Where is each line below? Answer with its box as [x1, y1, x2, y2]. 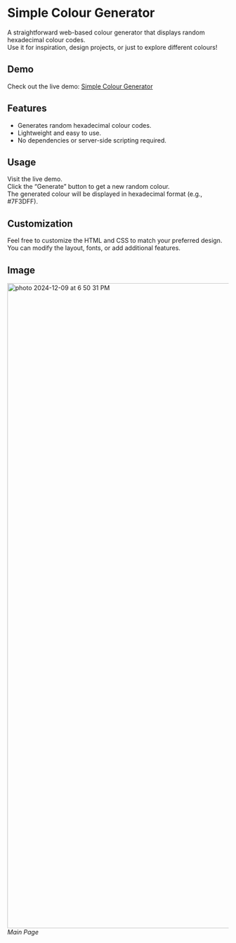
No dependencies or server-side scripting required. [17, 136, 167, 145]
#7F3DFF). [7, 197, 39, 206]
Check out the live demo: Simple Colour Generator [7, 82, 153, 91]
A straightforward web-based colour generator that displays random [7, 28, 205, 37]
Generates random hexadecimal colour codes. [17, 121, 152, 129]
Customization [7, 218, 74, 230]
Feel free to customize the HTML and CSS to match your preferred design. [7, 237, 223, 245]
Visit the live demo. [7, 175, 63, 183]
